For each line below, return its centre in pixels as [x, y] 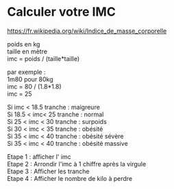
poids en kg [24, 44]
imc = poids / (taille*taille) [43, 58]
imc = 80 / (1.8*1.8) [34, 86]
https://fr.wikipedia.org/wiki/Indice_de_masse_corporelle [87, 31]
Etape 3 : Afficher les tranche [48, 171]
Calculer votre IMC [62, 12]
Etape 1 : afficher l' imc [39, 156]
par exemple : [26, 72]
